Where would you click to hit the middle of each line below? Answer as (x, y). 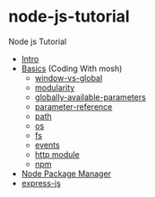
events (47, 145)
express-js (41, 183)
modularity (55, 87)
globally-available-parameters (90, 97)
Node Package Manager (66, 174)
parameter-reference (73, 106)
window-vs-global (69, 77)
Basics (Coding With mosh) (72, 68)
